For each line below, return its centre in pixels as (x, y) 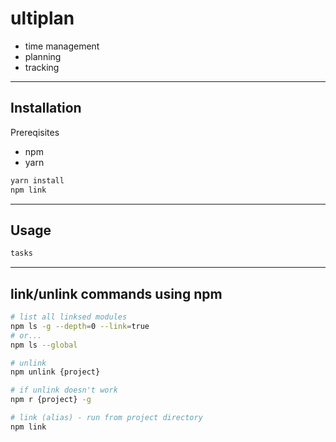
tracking (42, 67)
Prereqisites (35, 132)
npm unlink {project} (55, 372)
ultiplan (42, 18)
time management (62, 46)
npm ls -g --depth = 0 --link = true (80, 326)
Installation (46, 108)
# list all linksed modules (69, 317)
